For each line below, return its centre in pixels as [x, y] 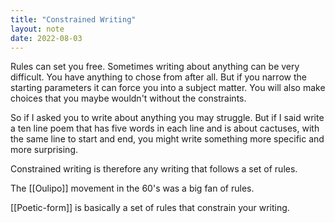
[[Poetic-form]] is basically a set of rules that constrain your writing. [150, 208]
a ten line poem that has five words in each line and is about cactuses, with [165, 128]
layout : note [37, 29]
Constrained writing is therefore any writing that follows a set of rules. [154, 169]
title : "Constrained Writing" [73, 19]
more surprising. [44, 150]
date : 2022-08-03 [46, 38]
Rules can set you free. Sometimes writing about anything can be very [155, 67]
